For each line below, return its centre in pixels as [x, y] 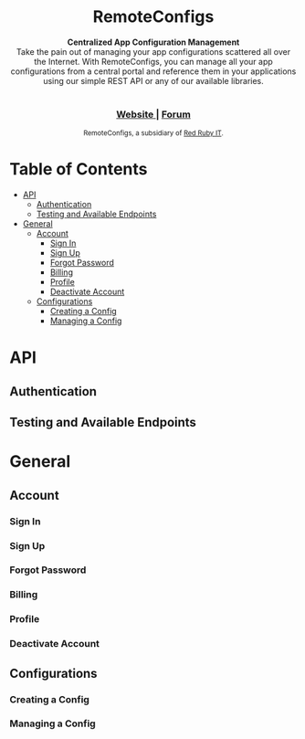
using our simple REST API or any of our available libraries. [153, 80]
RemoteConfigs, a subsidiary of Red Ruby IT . [153, 133]
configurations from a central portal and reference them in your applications [153, 71]
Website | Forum [153, 114]
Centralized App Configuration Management [153, 42]
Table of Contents [79, 169]
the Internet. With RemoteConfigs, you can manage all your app [153, 61]
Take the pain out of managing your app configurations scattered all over [153, 51]
